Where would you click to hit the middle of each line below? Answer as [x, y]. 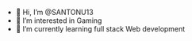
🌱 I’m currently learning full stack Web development [100, 29]
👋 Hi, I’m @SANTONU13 [54, 12]
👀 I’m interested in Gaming [59, 20]
